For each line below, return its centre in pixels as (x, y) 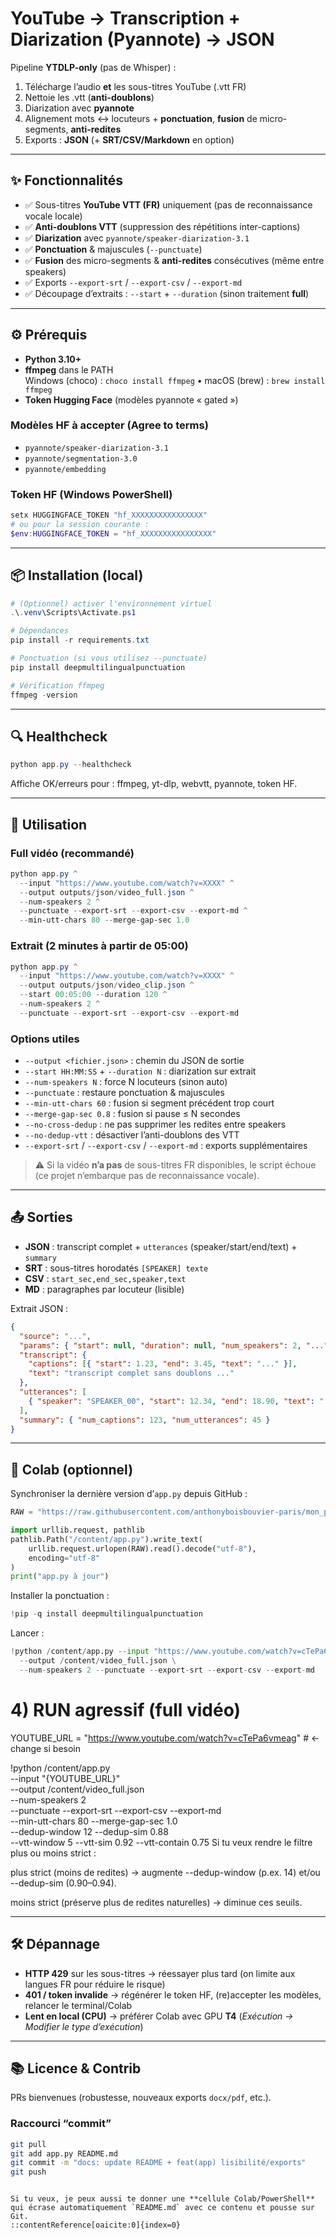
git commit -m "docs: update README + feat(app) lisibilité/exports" (158, 2163)
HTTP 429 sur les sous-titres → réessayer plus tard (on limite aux (160, 1973)
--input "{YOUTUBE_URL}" (65, 1778)
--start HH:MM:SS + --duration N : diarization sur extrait (140, 1071)
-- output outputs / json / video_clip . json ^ (107, 985)
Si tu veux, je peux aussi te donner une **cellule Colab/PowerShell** (162, 2199)
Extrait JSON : (39, 1308)
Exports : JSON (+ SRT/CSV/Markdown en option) (129, 139)
